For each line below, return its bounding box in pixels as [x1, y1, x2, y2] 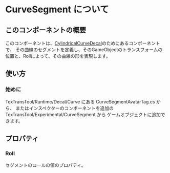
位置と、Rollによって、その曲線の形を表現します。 [5, 53, 111, 59]
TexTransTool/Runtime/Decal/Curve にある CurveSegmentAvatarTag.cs [5, 98, 155, 104]
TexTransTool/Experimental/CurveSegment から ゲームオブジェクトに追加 [5, 111, 161, 117]
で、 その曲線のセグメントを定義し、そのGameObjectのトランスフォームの [5, 47, 163, 53]
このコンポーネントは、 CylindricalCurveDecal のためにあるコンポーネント [5, 40, 160, 46]
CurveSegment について [5, 4, 109, 15]
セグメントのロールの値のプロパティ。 [5, 162, 86, 168]
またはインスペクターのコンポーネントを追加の [15, 105, 114, 111]
